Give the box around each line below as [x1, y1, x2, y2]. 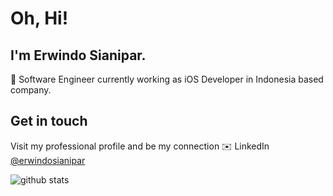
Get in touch [10, 113, 88, 130]
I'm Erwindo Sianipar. [10, 47, 147, 64]
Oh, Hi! [10, 7, 69, 30]
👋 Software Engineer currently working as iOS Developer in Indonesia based [10, 73, 324, 85]
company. [10, 84, 52, 96]
